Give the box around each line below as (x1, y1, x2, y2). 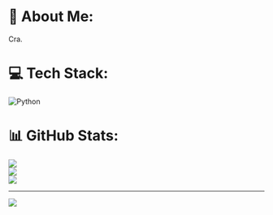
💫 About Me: (8, 7, 94, 26)
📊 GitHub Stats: (8, 127, 119, 145)
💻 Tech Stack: (8, 64, 109, 83)
